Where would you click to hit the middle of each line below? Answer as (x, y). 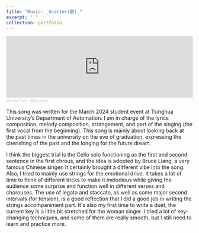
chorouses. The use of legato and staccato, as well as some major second (97, 193)
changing (18, 218)
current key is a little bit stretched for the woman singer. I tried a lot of (91, 212)
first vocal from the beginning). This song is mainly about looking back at (95, 130)
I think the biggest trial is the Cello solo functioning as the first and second (97, 155)
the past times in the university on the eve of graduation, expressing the (94, 137)
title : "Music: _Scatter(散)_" (44, 12)
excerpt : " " (22, 17)
